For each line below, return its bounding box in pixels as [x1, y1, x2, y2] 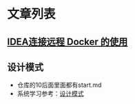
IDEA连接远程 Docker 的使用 [7, 36, 128, 48]
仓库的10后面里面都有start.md [17, 81, 102, 90]
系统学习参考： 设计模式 [17, 90, 84, 98]
